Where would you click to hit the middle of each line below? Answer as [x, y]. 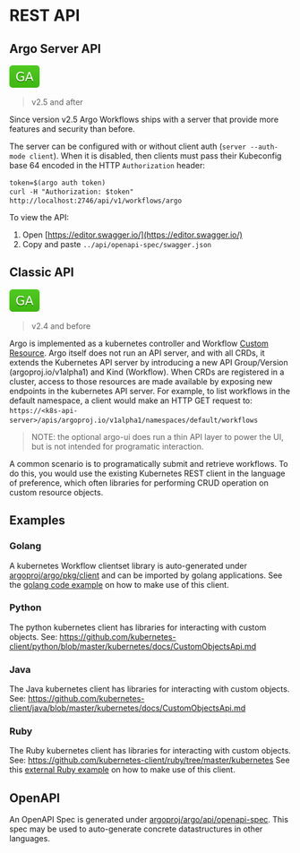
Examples [37, 521]
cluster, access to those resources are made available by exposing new [141, 381]
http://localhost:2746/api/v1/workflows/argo [95, 201]
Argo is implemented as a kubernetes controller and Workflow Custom [139, 343]
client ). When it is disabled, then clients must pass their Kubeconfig [155, 156]
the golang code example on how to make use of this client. [120, 584]
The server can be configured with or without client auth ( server [128, 146]
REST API [45, 16]
